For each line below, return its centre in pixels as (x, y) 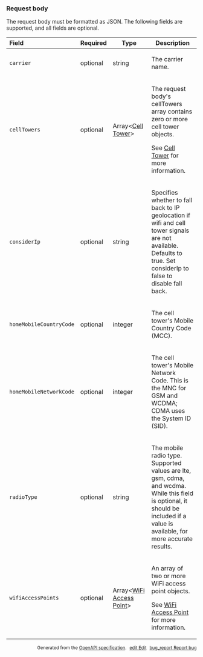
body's (161, 96)
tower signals (170, 230)
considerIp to (170, 268)
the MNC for (169, 388)
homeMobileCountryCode (42, 325)
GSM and (165, 396)
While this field (172, 493)
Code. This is (170, 381)
